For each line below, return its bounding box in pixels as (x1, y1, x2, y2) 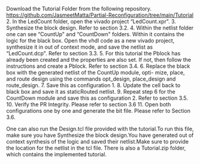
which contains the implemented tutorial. (6, 151, 107, 158)
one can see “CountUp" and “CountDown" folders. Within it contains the (6, 31, 184, 38)
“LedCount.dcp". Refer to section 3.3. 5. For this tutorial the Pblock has (6, 50, 181, 56)
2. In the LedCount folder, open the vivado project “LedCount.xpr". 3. (6, 18, 177, 25)
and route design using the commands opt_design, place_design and (6, 75, 176, 82)
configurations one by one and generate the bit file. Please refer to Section (6, 108, 190, 114)
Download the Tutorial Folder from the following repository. (6, 5, 151, 12)
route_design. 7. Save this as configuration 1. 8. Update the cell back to (6, 82, 181, 89)
